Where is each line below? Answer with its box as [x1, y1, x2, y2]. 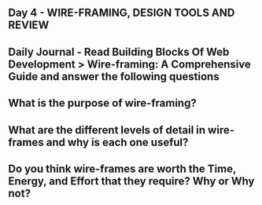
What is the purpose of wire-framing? [8, 97, 197, 110]
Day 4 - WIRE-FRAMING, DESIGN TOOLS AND [8, 6, 235, 20]
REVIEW [8, 19, 50, 32]
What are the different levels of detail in [8, 123, 206, 137]
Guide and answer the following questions [8, 70, 220, 83]
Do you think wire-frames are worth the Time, [8, 162, 237, 175]
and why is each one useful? [46, 135, 189, 148]
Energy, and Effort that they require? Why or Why [8, 174, 255, 188]
